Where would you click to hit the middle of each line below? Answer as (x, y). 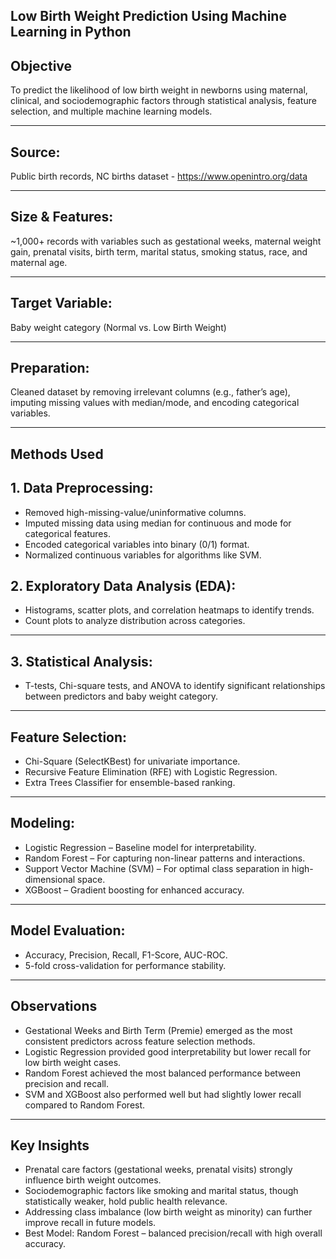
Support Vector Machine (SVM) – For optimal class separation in (157, 868)
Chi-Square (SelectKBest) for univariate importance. (132, 761)
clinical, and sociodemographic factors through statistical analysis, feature (163, 101)
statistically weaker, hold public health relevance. (126, 1201)
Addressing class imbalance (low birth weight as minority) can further (168, 1212)
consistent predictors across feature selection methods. (140, 1041)
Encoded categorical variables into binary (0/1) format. (137, 544)
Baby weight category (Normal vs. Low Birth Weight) (118, 327)
